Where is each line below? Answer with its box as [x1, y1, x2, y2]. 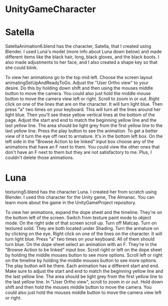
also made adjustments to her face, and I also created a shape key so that [5, 59, 158, 65]
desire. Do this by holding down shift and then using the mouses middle [5, 85, 153, 91]
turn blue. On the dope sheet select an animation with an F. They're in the [5, 242, 157, 248]
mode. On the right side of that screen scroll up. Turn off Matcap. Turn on [5, 220, 157, 226]
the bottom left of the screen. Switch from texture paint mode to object [5, 215, 151, 221]
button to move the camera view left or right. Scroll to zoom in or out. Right [5, 96, 159, 102]
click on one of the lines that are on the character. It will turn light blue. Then [5, 101, 163, 107]
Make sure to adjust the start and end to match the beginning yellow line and [5, 268, 163, 274]
